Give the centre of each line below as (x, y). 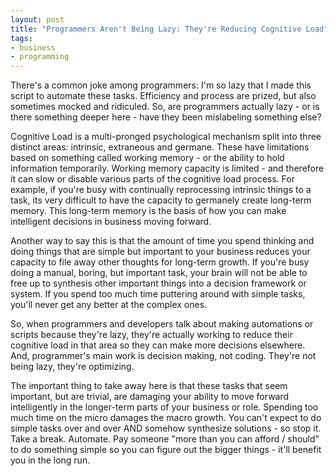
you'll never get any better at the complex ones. (109, 305)
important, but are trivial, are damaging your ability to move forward (150, 397)
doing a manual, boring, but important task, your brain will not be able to (159, 273)
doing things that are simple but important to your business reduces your (160, 252)
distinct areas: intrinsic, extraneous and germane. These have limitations (160, 147)
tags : (21, 38)
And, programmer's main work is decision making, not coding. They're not (163, 356)
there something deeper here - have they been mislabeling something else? (166, 117)
